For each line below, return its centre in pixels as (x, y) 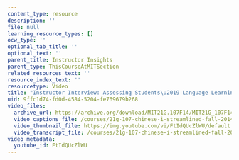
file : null (23, 27)
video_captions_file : (46, 119)
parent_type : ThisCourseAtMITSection (63, 67)
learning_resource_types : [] (51, 34)
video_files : (27, 106)
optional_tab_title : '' (43, 47)
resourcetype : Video (38, 86)
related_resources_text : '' (49, 73)
